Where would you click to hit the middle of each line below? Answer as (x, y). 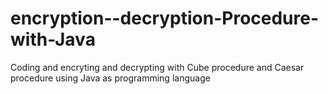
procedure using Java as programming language (110, 78)
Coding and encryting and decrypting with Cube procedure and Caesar (157, 67)
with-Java (53, 39)
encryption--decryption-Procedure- (165, 18)
